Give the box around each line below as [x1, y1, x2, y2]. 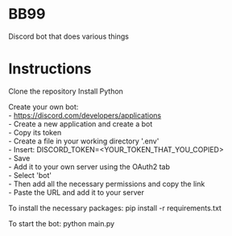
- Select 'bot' [8, 170, 52, 180]
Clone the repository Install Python [8, 86, 123, 96]
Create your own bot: [8, 101, 79, 111]
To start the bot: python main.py [8, 218, 115, 228]
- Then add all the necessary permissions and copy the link [8, 179, 205, 188]
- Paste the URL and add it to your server [8, 187, 145, 197]
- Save [8, 153, 31, 163]
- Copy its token [8, 127, 62, 137]
